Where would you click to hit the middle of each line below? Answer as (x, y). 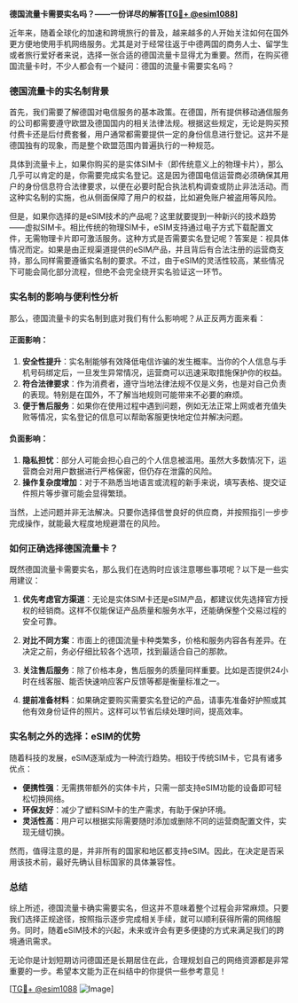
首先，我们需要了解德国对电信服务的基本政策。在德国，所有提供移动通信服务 (149, 112)
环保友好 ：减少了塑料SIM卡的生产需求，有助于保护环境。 (126, 810)
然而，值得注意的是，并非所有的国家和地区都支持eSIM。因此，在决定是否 (143, 850)
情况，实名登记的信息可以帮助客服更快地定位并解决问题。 (143, 417)
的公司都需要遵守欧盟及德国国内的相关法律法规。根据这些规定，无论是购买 (145, 123)
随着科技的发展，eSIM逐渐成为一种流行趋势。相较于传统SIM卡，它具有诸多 (146, 757)
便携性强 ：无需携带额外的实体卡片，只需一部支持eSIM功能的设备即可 (148, 788)
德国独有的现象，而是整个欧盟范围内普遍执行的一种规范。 (114, 145)
